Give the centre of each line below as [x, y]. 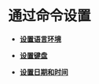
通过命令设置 [50, 16]
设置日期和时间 [44, 72]
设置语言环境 [40, 39]
